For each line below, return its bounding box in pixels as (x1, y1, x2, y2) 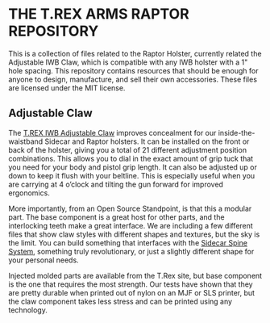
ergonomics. (8, 187, 50, 198)
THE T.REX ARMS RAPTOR (8, 5, 189, 23)
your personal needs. (8, 255, 79, 265)
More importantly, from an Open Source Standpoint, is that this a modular (8, 203, 252, 213)
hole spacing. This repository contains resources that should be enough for (8, 65, 259, 75)
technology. (8, 304, 48, 315)
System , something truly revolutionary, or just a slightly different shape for (8, 246, 255, 256)
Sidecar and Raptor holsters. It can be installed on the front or (44, 136, 250, 146)
